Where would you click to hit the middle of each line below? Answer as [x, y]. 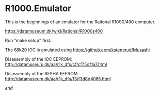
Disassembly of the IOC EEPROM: [39, 59]
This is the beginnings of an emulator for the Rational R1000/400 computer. [80, 22]
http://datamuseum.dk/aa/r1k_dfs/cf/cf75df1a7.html [56, 64]
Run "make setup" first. [28, 40]
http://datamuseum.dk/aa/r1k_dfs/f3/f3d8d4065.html [58, 79]
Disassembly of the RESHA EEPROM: [42, 73]
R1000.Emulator [38, 8]
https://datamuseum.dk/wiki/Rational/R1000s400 [54, 31]
